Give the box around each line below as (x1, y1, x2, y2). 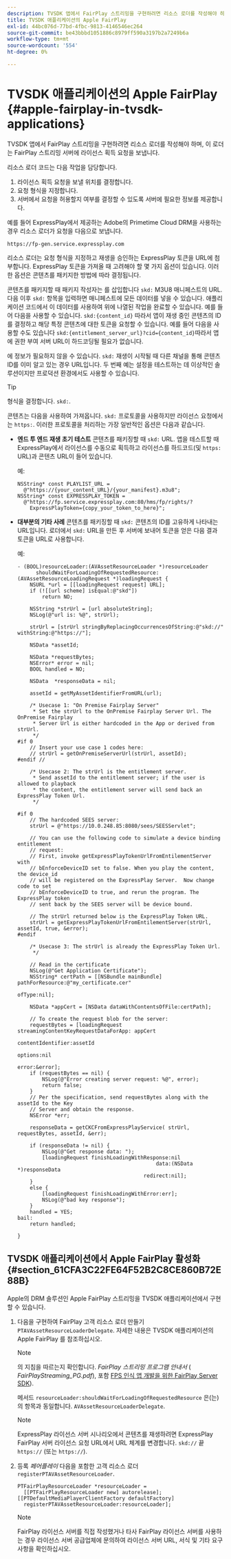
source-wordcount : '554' (7, 42, 78, 49)
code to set (16, 883, 52, 890)
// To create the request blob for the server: (30, 1015, 168, 1022)
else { (30, 1184, 49, 1191)
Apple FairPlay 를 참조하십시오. (16, 1334, 102, 1343)
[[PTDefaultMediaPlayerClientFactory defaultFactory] (16, 1495, 175, 1502)
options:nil (16, 1052, 52, 1059)
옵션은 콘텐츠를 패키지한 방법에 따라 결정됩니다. (14, 270, 142, 279)
